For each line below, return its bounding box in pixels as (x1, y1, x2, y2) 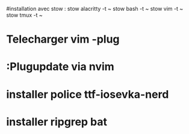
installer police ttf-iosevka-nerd (6, 87, 169, 101)
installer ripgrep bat (6, 115, 107, 129)
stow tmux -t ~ (6, 11, 43, 19)
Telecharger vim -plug (6, 32, 120, 46)
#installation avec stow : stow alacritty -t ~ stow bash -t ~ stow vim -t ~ (6, 5, 184, 12)
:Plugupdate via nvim (6, 60, 114, 74)
